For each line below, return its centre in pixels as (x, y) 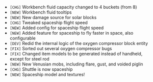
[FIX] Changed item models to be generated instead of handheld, (76, 54)
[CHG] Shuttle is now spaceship (41, 69)
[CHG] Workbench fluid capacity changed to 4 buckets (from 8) (73, 7)
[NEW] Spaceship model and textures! (47, 74)
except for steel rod (30, 59)
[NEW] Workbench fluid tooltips (41, 12)
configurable (23, 38)
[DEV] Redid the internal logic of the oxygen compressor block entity (79, 43)
